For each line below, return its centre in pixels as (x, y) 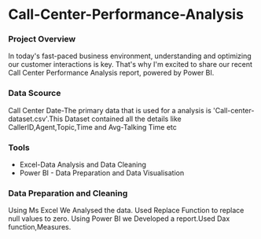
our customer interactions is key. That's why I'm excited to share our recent (130, 64)
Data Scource (35, 94)
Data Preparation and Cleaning (68, 193)
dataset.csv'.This (36, 119)
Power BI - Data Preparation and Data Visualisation (102, 173)
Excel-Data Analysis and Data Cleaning (83, 165)
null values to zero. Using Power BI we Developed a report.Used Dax (119, 219)
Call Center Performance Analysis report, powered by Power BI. (111, 73)
